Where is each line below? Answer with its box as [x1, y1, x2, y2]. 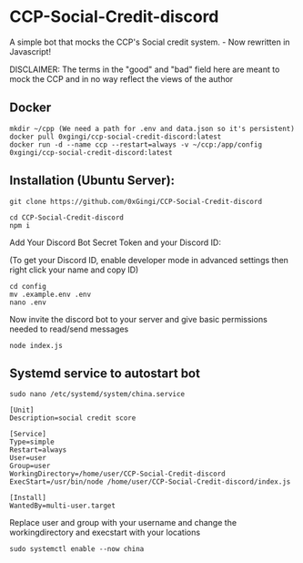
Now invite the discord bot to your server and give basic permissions [9, 313, 268, 324]
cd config [9, 281, 47, 291]
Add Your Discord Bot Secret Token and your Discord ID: [9, 237, 221, 248]
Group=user [9, 462, 51, 471]
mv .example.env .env [9, 290, 92, 299]
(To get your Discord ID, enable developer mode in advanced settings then [9, 254, 289, 265]
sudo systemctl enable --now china [9, 545, 145, 554]
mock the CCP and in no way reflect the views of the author [9, 73, 234, 84]
